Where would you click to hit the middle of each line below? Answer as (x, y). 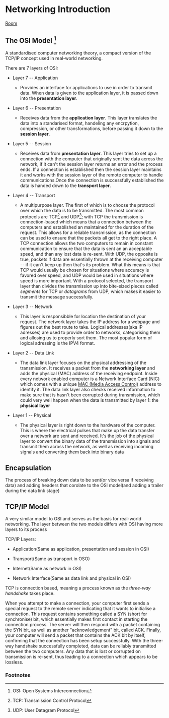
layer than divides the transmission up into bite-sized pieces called (89, 286)
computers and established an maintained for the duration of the (87, 227)
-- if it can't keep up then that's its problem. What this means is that (90, 265)
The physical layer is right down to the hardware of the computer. (88, 425)
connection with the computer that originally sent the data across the (92, 159)
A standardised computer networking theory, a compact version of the (78, 53)
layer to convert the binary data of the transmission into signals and (90, 441)
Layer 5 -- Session (32, 143)
